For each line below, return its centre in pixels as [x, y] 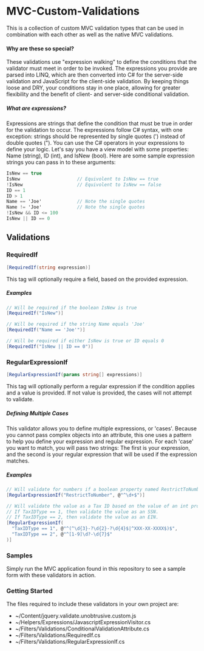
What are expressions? [36, 108]
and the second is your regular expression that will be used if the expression [102, 454]
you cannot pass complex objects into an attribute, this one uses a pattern [99, 435]
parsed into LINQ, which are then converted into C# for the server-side [95, 75]
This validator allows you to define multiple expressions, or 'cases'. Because [102, 428]
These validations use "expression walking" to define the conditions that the [102, 62]
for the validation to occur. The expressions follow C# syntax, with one [95, 130]
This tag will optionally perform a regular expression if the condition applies [101, 386]
